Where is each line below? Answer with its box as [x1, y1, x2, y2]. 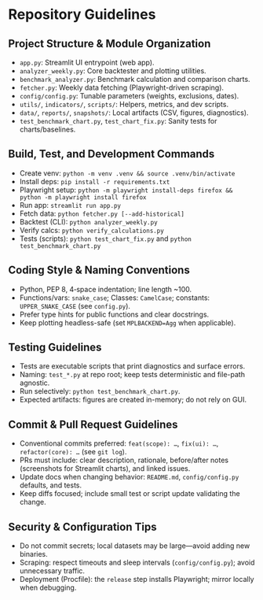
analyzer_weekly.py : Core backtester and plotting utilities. [19, 66, 206, 76]
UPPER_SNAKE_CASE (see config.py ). [19, 301, 131, 310]
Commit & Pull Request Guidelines [8, 417, 178, 431]
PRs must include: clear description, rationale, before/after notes [19, 455, 229, 465]
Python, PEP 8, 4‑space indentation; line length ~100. [19, 284, 192, 294]
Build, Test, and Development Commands [8, 147, 215, 161]
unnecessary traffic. [19, 566, 85, 576]
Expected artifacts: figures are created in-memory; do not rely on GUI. [19, 395, 247, 405]
